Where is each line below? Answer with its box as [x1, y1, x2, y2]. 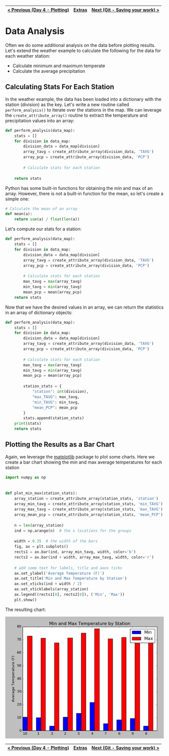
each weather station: [5, 53, 50, 59]
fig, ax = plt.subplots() [14, 544, 69, 549]
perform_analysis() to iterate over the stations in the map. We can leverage [5, 107, 162, 113]
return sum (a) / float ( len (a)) [14, 217, 80, 222]
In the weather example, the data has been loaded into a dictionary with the [5, 96, 162, 102]
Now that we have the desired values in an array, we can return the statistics [5, 304, 164, 310]
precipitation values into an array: [5, 117, 74, 124]
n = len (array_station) [14, 523, 64, 528]
